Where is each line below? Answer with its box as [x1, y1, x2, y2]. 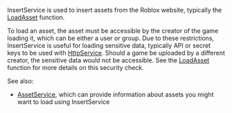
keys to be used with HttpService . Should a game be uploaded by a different [7, 49, 225, 57]
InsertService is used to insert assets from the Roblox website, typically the [7, 6, 222, 14]
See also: [7, 77, 34, 85]
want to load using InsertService [17, 98, 110, 106]
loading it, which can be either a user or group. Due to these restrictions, [7, 34, 215, 42]
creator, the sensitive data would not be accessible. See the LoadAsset [7, 56, 210, 64]
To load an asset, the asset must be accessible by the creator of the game [7, 27, 219, 35]
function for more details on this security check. [7, 64, 144, 71]
